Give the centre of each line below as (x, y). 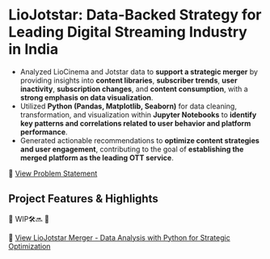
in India (34, 49)
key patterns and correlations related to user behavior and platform (135, 123)
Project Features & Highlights (84, 199)
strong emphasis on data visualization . (86, 97)
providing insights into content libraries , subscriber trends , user (129, 80)
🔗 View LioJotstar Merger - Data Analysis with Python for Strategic (119, 237)
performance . (44, 132)
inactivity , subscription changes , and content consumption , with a (134, 89)
